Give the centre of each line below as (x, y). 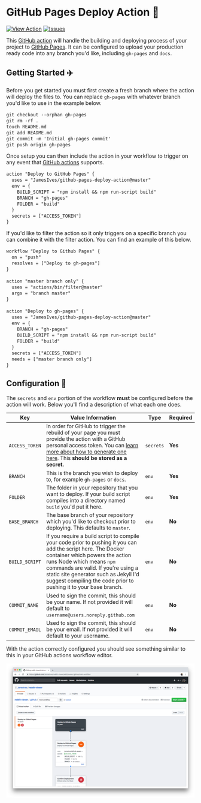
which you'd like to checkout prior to (91, 522)
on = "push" (27, 257)
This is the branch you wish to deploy (92, 473)
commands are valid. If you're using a (92, 568)
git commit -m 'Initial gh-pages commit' (59, 139)
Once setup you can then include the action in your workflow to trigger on (97, 156)
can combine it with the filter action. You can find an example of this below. (99, 239)
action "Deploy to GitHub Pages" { (51, 174)
